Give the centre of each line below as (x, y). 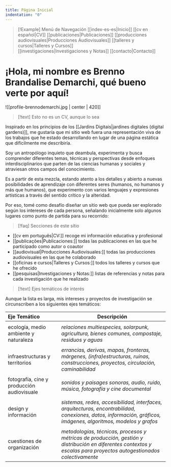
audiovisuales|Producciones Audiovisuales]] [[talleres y (76, 40)
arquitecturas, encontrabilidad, (98, 409)
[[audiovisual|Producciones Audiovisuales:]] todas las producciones (84, 252)
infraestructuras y (29, 356)
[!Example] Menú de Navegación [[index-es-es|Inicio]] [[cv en (83, 29)
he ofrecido (25, 268)
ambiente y (21, 334)
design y (18, 409)
